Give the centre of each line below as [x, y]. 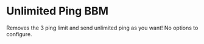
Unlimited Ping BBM [57, 11]
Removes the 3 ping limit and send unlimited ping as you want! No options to [102, 28]
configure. [19, 34]
